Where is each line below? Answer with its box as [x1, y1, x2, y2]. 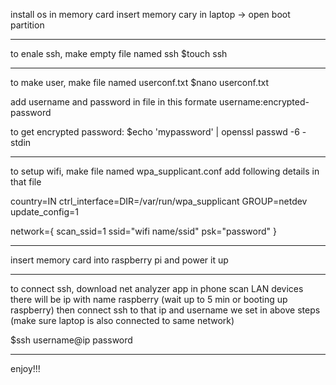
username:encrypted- [219, 96, 310, 108]
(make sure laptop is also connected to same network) [10, 315, 235, 326]
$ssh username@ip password [10, 334, 133, 346]
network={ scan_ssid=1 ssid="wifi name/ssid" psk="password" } [10, 225, 277, 237]
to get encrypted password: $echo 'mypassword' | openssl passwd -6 [10, 126, 300, 138]
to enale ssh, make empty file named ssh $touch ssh [10, 48, 228, 59]
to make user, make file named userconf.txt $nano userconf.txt [10, 77, 270, 88]
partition [10, 19, 45, 31]
